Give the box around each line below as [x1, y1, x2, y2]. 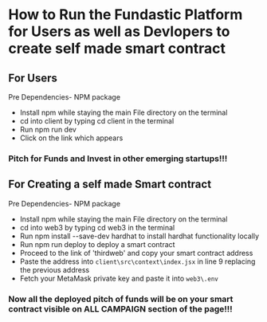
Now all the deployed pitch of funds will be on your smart [8, 293, 234, 304]
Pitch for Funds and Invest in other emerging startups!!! [8, 153, 228, 164]
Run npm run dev [19, 125, 77, 134]
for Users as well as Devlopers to [8, 22, 230, 41]
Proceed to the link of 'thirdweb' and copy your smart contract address [19, 248, 253, 257]
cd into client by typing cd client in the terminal [19, 116, 175, 125]
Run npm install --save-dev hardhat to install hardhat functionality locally [19, 231, 260, 241]
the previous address [19, 265, 90, 274]
